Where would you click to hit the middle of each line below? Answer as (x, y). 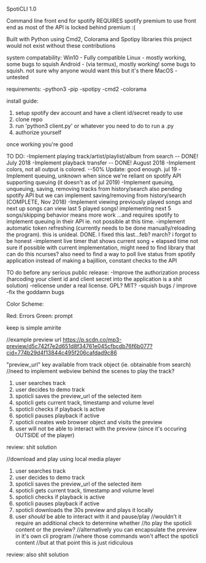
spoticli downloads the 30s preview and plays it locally (84, 510)
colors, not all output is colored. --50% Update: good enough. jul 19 (92, 169)
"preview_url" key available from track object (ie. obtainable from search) (99, 364)
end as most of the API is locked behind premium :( (71, 27)
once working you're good (40, 144)
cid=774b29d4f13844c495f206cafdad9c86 (62, 353)
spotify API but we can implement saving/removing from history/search (96, 195)
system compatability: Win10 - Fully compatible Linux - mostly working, (97, 57)
